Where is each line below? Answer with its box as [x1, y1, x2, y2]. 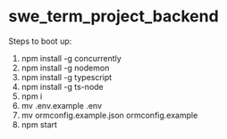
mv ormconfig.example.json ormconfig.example [21, 110, 198, 120]
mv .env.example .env [21, 100, 103, 110]
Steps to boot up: [8, 36, 72, 46]
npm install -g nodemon [21, 62, 110, 73]
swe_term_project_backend [8, 6, 220, 27]
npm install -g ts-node [21, 81, 104, 92]
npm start [21, 119, 57, 130]
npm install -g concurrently [21, 53, 122, 63]
